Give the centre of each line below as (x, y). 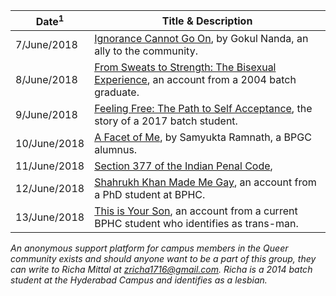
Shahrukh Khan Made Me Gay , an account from (205, 182)
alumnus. (116, 150)
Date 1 (50, 21)
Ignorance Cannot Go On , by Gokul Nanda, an (201, 39)
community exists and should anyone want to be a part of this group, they (163, 259)
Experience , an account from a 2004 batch (195, 80)
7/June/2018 (46, 45)
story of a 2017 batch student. (166, 121)
